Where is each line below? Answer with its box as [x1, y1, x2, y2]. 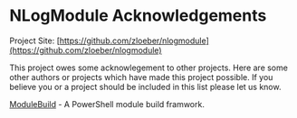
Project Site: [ [9, 35, 61, 46]
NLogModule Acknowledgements [9, 5, 267, 26]
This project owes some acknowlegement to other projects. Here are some [9, 62, 288, 73]
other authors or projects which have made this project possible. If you [9, 71, 273, 82]
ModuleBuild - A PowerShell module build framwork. [9, 98, 206, 109]
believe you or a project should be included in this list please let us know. [9, 81, 282, 92]
